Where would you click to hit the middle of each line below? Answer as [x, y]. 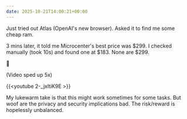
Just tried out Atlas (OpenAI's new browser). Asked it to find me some [91, 28]
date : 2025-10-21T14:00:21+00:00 [47, 11]
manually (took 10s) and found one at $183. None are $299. [78, 52]
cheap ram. [20, 34]
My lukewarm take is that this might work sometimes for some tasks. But [94, 97]
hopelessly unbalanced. [35, 110]
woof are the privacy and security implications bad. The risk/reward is [91, 104]
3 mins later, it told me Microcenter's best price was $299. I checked [89, 46]
